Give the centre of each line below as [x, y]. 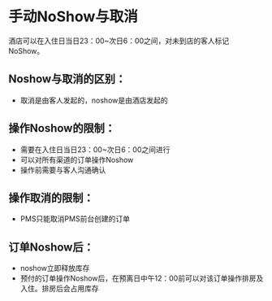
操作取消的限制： [51, 197]
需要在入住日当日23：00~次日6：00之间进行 [95, 149]
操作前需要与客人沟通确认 [63, 170]
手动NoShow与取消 [73, 17]
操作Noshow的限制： [62, 128]
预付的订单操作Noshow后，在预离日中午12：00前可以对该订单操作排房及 [142, 278]
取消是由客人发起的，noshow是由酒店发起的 [94, 100]
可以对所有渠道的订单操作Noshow [77, 159]
